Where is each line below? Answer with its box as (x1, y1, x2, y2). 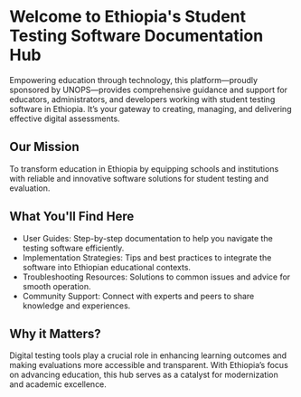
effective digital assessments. (9, 113, 120, 124)
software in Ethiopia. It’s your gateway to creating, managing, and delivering (9, 103, 292, 114)
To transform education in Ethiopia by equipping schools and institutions (9, 163, 279, 174)
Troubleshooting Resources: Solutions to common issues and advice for (22, 271, 291, 282)
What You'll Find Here (9, 209, 135, 224)
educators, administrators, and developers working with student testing (9, 93, 276, 105)
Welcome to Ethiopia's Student (9, 6, 247, 27)
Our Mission (9, 139, 80, 155)
